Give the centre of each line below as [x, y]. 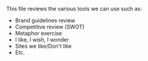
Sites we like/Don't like [43, 46]
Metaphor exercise [38, 33]
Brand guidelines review [45, 20]
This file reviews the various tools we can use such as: [74, 9]
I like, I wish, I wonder [42, 40]
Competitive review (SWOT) [50, 27]
